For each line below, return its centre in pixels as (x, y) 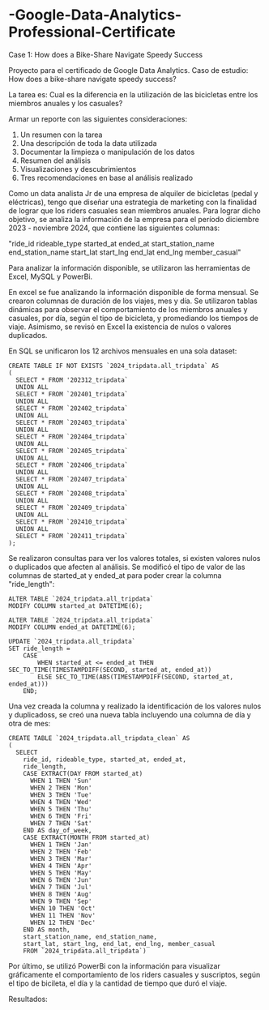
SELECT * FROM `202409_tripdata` (72, 507)
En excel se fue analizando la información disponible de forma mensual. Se (134, 292)
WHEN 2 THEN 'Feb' (61, 852)
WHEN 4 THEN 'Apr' (61, 866)
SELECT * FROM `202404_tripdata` (72, 437)
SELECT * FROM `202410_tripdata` (72, 522)
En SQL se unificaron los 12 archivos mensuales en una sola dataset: (123, 351)
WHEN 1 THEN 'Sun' (61, 781)
